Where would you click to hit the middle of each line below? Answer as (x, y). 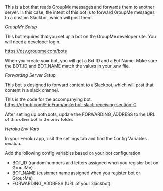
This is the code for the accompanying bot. (48, 99)
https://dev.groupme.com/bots (36, 51)
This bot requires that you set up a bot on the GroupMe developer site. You (81, 36)
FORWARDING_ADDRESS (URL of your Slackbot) (61, 183)
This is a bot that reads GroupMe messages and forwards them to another (80, 7)
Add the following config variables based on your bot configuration (73, 153)
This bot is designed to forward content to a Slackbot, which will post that (79, 85)
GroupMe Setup (21, 27)
